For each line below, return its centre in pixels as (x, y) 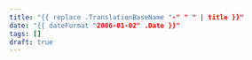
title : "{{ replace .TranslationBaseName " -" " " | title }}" (126, 17)
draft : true (31, 42)
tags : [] (25, 34)
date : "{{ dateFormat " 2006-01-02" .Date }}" (94, 26)
